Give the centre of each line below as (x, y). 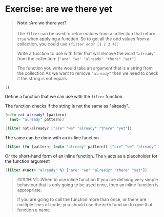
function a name (33, 210)
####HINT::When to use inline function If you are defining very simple (87, 179)
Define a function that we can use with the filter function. (64, 97)
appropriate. (30, 190)
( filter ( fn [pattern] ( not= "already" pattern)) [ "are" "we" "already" (81, 147)
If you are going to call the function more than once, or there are (82, 199)
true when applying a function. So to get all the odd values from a (83, 39)
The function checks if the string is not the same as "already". (67, 106)
